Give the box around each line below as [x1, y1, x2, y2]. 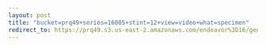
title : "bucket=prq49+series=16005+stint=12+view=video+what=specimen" [8, 19, 249, 27]
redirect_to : [8, 26, 51, 34]
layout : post [8, 11, 51, 19]
